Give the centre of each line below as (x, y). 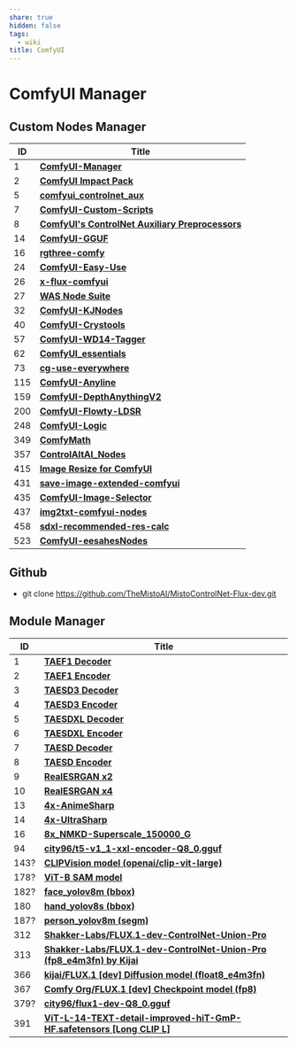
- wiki (29, 42)
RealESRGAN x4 (78, 791)
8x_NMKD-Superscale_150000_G (118, 834)
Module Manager (57, 621)
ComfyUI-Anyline (78, 383)
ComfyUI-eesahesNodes (94, 541)
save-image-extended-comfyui (110, 484)
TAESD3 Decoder (81, 690)
